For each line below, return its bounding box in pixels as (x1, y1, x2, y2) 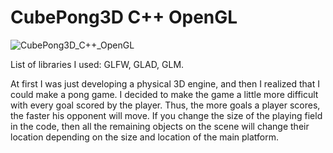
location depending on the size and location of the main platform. (10, 131, 280, 143)
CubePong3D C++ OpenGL (10, 6, 238, 29)
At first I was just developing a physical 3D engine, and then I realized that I (10, 77, 320, 90)
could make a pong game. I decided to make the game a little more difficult (10, 88, 319, 100)
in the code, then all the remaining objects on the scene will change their (10, 120, 310, 132)
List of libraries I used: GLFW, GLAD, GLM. (10, 58, 185, 70)
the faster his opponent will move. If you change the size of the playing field (10, 109, 323, 121)
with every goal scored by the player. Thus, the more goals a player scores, (10, 99, 321, 111)
